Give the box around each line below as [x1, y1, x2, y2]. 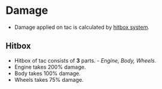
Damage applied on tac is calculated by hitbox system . [14, 23, 149, 31]
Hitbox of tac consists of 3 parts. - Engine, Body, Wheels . [14, 57, 157, 64]
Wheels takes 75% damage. [14, 76, 84, 83]
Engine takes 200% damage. [14, 63, 86, 70]
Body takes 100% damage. [14, 70, 81, 77]
